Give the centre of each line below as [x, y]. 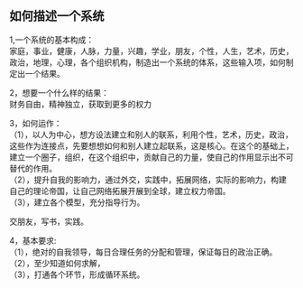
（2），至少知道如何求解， [57, 263]
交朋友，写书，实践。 [49, 221]
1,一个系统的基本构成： [52, 40]
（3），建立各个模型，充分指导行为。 [77, 202]
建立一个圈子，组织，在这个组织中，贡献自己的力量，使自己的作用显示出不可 [151, 157]
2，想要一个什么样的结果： [60, 92]
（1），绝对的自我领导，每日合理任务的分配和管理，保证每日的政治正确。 [143, 252]
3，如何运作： [36, 123]
